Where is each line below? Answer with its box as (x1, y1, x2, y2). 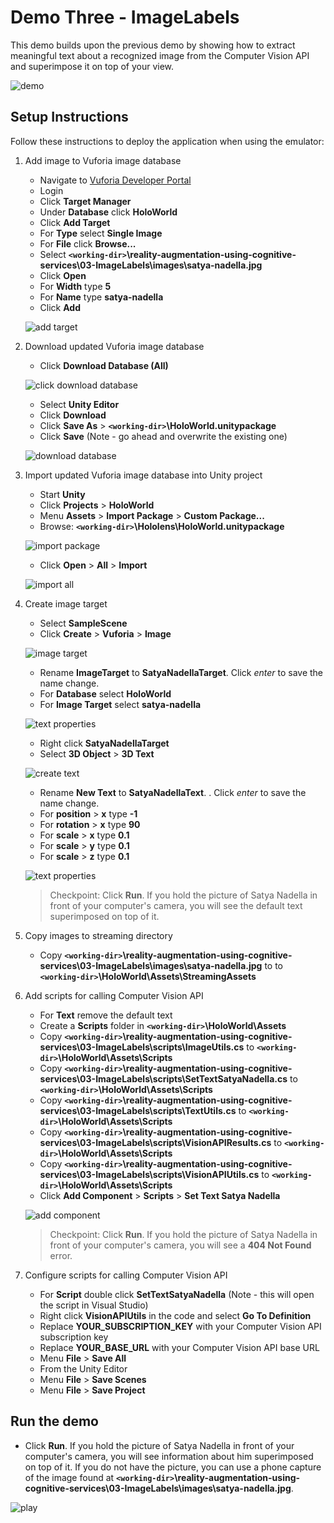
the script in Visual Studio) (39, 1299, 149, 1311)
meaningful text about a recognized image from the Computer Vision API (10, 49, 310, 61)
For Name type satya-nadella (39, 291, 164, 303)
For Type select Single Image (39, 227, 163, 239)
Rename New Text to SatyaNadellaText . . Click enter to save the (39, 786, 307, 798)
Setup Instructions (10, 109, 129, 126)
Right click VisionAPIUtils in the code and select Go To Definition (39, 1309, 312, 1321)
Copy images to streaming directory (24, 929, 173, 941)
